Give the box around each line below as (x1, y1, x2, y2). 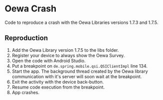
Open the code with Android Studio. (11, 58, 86, 64)
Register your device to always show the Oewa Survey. (11, 52, 125, 58)
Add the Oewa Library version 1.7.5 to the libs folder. (11, 47, 119, 53)
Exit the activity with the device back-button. (11, 79, 104, 85)
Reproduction (4, 34, 48, 42)
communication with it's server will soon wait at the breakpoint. (11, 73, 142, 80)
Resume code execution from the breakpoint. (11, 84, 105, 90)
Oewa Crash (4, 3, 57, 14)
